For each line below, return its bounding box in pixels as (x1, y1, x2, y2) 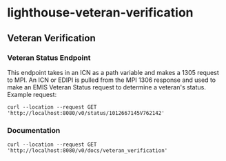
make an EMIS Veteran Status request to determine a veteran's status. (7, 83, 207, 91)
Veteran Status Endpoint (7, 53, 91, 63)
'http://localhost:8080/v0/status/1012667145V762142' (7, 109, 165, 116)
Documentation (7, 125, 61, 135)
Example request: (7, 90, 57, 98)
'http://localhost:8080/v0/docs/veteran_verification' (7, 147, 168, 154)
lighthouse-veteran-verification (7, 5, 194, 21)
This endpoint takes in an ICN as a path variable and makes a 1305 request (7, 68, 219, 76)
